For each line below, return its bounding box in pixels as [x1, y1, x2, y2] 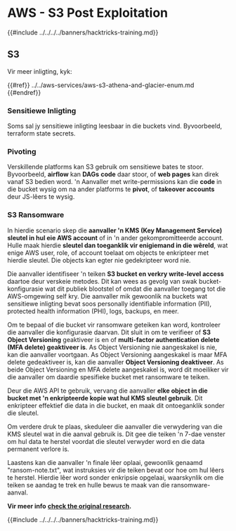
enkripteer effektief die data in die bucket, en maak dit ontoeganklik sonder [7, 401, 225, 409]
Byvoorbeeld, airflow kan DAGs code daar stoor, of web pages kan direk [7, 170, 219, 178]
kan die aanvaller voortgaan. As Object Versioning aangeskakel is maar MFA [7, 350, 228, 359]
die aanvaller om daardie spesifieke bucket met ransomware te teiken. [7, 372, 210, 381]
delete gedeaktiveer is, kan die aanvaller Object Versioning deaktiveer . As [7, 358, 224, 366]
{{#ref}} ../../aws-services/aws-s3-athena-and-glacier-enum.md [7, 81, 195, 89]
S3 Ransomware [7, 210, 65, 220]
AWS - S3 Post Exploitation [7, 5, 169, 21]
